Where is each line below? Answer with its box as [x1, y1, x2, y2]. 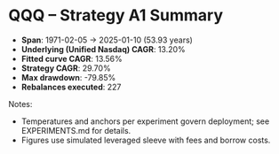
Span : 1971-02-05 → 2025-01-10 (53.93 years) [20, 35, 193, 45]
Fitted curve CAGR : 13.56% [20, 53, 124, 64]
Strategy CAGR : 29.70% [20, 63, 112, 73]
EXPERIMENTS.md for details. [20, 125, 132, 135]
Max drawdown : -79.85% [20, 72, 116, 82]
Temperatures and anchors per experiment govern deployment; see [20, 116, 270, 127]
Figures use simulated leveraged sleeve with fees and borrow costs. [20, 135, 271, 145]
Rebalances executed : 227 [20, 81, 122, 92]
